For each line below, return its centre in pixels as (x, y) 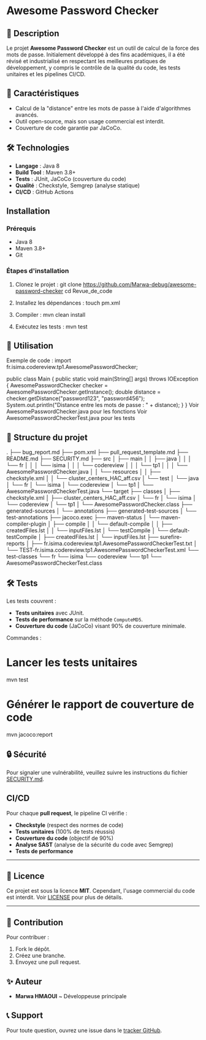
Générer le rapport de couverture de (100, 704)
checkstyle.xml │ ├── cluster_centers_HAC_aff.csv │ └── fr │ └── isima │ (101, 498)
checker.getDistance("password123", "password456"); (76, 398)
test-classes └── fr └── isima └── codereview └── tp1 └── (84, 557)
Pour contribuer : (28, 937)
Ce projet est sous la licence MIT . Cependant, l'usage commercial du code (101, 891)
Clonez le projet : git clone (48, 284)
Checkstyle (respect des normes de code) (69, 825)
